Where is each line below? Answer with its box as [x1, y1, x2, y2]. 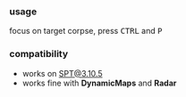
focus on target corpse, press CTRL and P [9, 26, 163, 36]
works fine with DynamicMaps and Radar [21, 77, 177, 88]
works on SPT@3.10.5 [21, 68, 103, 78]
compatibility [9, 48, 69, 61]
